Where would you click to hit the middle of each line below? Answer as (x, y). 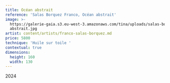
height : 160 (23, 57)
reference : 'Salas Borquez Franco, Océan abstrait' (61, 15)
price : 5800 (18, 38)
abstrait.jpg (24, 29)
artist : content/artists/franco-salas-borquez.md (59, 33)
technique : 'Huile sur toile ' (38, 43)
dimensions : (18, 52)
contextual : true (24, 48)
